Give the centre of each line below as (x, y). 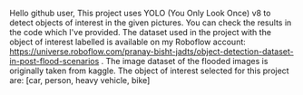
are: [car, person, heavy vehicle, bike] (80, 80)
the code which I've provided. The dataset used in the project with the (141, 32)
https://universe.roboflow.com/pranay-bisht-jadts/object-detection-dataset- (151, 52)
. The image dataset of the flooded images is (185, 61)
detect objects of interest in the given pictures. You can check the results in (151, 23)
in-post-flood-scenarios (54, 61)
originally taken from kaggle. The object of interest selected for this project (149, 71)
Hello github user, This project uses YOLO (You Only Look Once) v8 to (140, 13)
